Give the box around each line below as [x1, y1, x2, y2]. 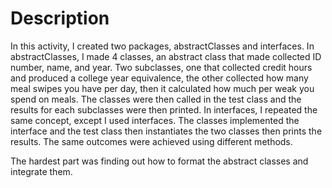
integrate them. [10, 165, 73, 177]
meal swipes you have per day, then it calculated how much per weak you [10, 82, 315, 94]
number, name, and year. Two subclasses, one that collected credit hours [10, 61, 313, 73]
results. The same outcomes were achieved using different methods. [10, 135, 293, 147]
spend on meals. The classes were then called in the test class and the [10, 93, 302, 105]
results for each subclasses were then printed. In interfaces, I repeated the [10, 103, 318, 116]
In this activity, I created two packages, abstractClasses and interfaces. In [10, 40, 315, 52]
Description [10, 7, 110, 30]
